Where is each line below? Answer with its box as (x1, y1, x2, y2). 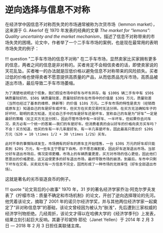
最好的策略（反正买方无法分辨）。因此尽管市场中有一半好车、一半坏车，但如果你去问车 (5, 116, 151, 121)
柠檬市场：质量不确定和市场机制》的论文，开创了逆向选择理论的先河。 (17, 192, 158, 198)
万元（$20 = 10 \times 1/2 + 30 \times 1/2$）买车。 (5, 132, 109, 137)
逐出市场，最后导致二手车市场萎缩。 (5, 80, 78, 86)
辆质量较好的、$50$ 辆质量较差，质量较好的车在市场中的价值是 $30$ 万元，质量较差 (5, 95, 152, 101)
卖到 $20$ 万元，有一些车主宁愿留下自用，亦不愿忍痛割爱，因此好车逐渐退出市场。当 (5, 146, 152, 151)
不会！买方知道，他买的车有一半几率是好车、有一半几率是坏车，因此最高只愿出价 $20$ (5, 126, 153, 131)
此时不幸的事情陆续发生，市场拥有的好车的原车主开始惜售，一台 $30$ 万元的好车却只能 (5, 141, 155, 146)
